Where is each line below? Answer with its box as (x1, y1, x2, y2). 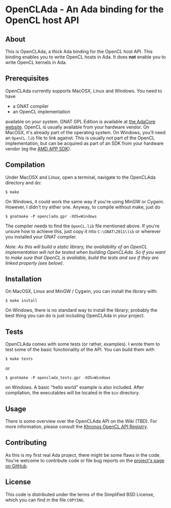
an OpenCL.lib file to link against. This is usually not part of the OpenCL (5, 135, 155, 141)
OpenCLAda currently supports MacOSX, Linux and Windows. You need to (5, 88, 162, 94)
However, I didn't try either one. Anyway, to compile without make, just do (5, 204, 161, 210)
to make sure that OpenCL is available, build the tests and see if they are (5, 255, 159, 261)
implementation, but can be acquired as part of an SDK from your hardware (5, 140, 164, 146)
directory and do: (5, 179, 42, 185)
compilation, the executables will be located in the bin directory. (5, 390, 140, 396)
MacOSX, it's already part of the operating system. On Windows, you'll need (5, 129, 166, 135)
